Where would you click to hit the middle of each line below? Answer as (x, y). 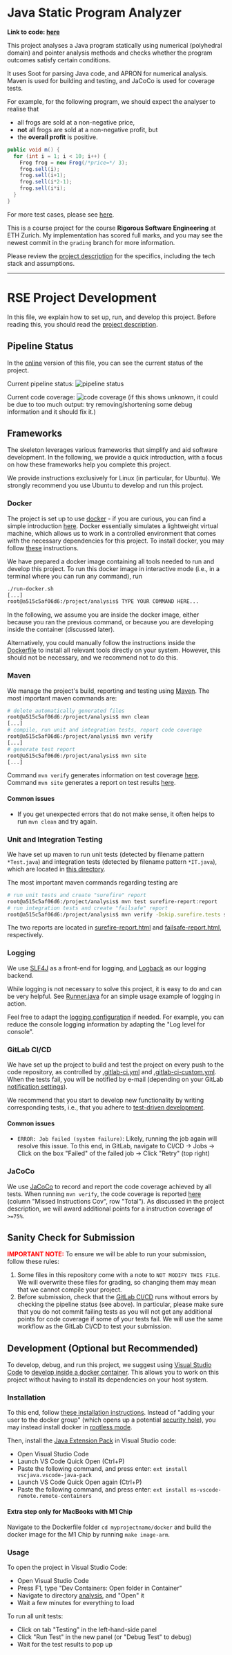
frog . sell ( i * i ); (43, 188)
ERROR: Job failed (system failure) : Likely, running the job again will (117, 1139)
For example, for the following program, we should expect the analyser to (112, 101)
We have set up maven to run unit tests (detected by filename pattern (106, 854)
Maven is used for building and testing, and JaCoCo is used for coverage (111, 80)
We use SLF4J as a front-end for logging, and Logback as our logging (107, 968)
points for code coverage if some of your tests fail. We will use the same (120, 1319)
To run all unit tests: (35, 1616)
